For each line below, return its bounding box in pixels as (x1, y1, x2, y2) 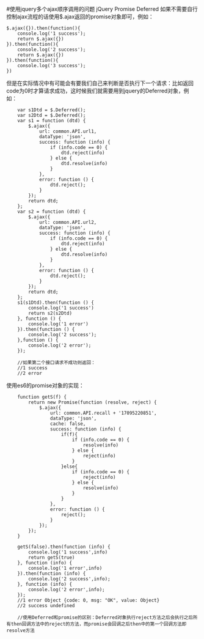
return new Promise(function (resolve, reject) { (28, 399, 157, 405)
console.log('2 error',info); (28, 586, 105, 593)
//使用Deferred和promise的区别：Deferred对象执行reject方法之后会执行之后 (17, 615, 194, 621)
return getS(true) (28, 555, 75, 561)
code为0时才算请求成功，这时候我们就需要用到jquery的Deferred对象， (6, 87, 184, 94)
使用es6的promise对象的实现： (6, 382, 84, 389)
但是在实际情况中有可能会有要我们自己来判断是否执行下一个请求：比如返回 (6, 79, 194, 87)
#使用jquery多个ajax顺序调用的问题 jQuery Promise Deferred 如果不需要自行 (6, 6, 199, 12)
